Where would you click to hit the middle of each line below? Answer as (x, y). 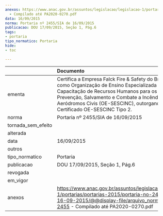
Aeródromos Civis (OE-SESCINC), (96, 103)
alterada (17, 133)
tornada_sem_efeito (30, 125)
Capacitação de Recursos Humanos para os (107, 91)
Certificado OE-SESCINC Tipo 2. (95, 110)
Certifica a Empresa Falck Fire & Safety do (105, 79)
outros (15, 149)
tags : (10, 32)
